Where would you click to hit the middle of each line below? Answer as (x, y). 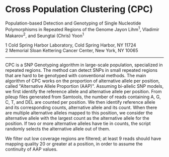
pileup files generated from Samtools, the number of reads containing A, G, (83, 97)
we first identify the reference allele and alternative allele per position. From (83, 92)
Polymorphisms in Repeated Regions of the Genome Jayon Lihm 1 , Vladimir (82, 29)
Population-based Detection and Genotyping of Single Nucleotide (73, 23)
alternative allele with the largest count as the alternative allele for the (77, 118)
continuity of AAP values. (31, 149)
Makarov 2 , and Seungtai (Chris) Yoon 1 (45, 35)
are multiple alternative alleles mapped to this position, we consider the (79, 113)
